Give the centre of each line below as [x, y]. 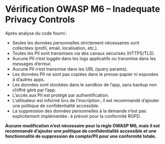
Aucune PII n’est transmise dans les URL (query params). [70, 69]
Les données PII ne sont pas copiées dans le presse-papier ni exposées [85, 74]
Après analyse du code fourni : [36, 33]
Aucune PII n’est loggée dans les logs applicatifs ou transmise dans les [84, 58]
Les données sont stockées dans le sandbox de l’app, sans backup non [84, 84]
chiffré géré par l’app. [34, 90]
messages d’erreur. [32, 64]
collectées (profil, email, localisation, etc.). [55, 48]
